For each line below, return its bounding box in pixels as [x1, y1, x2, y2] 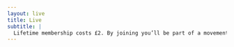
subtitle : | [7, 23, 42, 30]
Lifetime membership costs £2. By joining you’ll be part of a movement [13, 29, 229, 37]
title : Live [7, 17, 42, 23]
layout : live [7, 10, 45, 17]
